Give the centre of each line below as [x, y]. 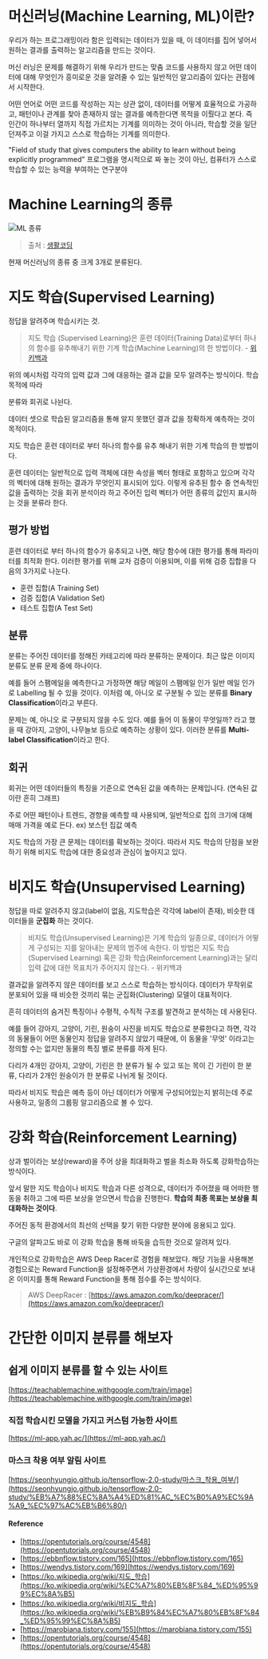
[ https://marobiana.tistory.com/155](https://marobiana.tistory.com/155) [136, 1629]
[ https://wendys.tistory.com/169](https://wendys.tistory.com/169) [127, 1566]
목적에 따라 [26, 385]
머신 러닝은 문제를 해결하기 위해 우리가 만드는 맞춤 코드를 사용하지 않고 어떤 [125, 67]
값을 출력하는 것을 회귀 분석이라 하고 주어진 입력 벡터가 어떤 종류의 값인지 [122, 493]
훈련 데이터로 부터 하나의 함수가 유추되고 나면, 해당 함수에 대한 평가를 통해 [123, 551]
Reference [26, 1524]
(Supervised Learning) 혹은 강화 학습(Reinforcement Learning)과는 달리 [142, 958]
